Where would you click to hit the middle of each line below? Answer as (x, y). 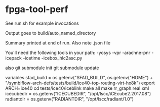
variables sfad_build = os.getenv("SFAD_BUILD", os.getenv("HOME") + (79, 77)
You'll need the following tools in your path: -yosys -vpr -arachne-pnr (78, 52)
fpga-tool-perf (37, 9)
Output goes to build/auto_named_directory (51, 33)
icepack (13, 58)
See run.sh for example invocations (42, 23)
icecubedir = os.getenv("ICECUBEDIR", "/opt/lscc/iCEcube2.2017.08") (78, 93)
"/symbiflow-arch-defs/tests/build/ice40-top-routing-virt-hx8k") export (80, 83)
